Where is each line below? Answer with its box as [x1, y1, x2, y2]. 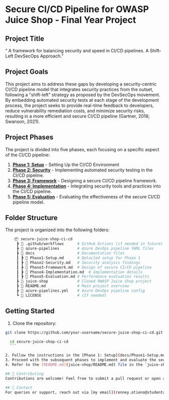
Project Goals [5, 68, 49, 76]
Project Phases [5, 133, 54, 142]
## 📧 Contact [5, 385, 33, 390]
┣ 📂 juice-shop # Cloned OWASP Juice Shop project [16, 279, 152, 284]
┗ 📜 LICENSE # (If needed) [16, 293, 107, 298]
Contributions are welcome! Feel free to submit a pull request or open [5, 376, 161, 381]
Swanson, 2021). [5, 118, 40, 124]
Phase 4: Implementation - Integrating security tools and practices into [12, 183, 161, 189]
